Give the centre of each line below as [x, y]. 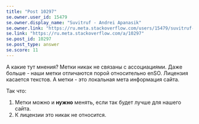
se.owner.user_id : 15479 [37, 17]
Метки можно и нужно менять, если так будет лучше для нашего [98, 102]
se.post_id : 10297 [29, 39]
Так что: [16, 91]
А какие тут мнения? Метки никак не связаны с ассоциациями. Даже [94, 67]
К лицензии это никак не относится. [60, 115]
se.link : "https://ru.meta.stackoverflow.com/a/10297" [75, 34]
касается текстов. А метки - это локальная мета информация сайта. [93, 79]
